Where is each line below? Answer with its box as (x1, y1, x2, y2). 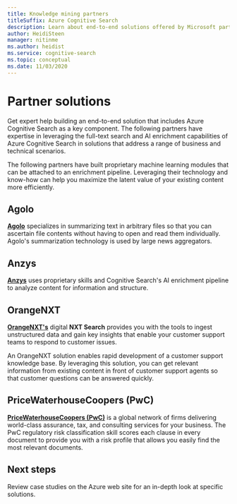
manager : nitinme (7, 37, 59, 44)
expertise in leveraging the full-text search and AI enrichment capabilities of (7, 131, 228, 140)
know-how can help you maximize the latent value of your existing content (7, 175, 224, 184)
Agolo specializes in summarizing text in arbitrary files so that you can (7, 222, 212, 230)
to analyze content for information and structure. (7, 284, 149, 292)
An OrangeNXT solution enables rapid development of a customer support (7, 352, 224, 360)
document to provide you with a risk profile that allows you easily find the (7, 436, 221, 444)
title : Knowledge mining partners (7, 10, 109, 18)
